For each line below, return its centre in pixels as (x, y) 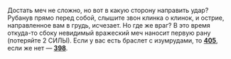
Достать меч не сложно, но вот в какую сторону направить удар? (108, 10)
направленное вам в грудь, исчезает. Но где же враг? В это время (109, 25)
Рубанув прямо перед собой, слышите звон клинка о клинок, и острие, (116, 18)
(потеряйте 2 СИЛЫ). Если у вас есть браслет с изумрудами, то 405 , (113, 41)
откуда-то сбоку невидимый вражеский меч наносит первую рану (109, 33)
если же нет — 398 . (38, 48)
